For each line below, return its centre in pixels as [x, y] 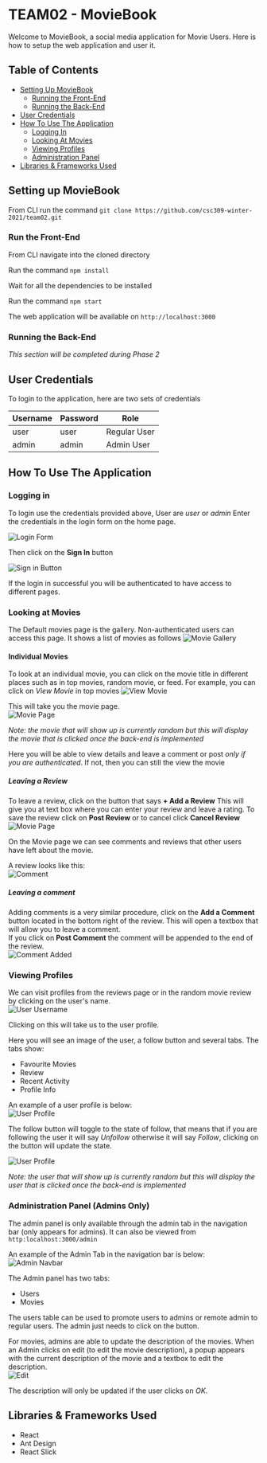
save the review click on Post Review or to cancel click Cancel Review [124, 818]
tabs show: [26, 1049]
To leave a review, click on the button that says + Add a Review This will [126, 801]
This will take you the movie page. [64, 706]
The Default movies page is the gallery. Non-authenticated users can [121, 629]
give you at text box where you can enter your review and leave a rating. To [132, 809]
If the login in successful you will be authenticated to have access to [120, 583]
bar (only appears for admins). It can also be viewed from [102, 1231]
